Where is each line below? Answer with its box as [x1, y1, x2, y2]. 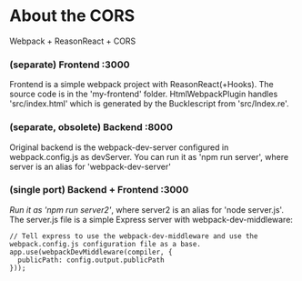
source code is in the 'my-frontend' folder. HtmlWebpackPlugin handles [9, 88, 278, 100]
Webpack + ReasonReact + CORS [9, 35, 136, 46]
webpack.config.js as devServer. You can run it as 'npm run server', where [9, 151, 289, 162]
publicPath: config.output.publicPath [17, 256, 166, 265]
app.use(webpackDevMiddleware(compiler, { [9, 247, 173, 256]
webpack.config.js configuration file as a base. [9, 239, 202, 248]
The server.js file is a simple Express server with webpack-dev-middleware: [9, 214, 294, 225]
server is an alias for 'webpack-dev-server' [9, 161, 171, 172]
